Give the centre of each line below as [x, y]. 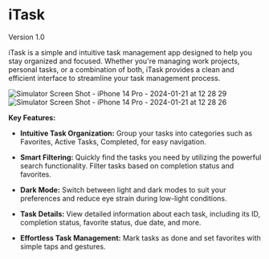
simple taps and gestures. [63, 246]
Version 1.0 [26, 37]
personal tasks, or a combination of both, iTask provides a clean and [121, 69]
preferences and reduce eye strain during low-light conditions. [123, 198]
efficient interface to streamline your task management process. [114, 78]
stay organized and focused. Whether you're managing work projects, [124, 61]
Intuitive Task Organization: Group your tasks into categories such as [136, 133]
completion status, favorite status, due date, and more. [110, 222]
